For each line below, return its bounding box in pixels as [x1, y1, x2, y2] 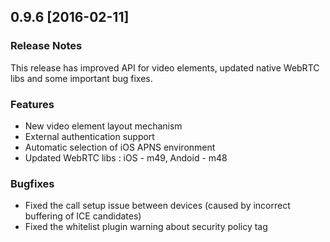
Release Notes [10, 39, 83, 53]
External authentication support [24, 130, 155, 142]
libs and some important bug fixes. [10, 72, 153, 84]
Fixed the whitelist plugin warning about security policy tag [24, 221, 268, 233]
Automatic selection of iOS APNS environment [24, 141, 216, 153]
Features [10, 97, 55, 111]
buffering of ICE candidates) [24, 210, 142, 222]
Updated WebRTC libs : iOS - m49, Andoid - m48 [24, 151, 228, 164]
